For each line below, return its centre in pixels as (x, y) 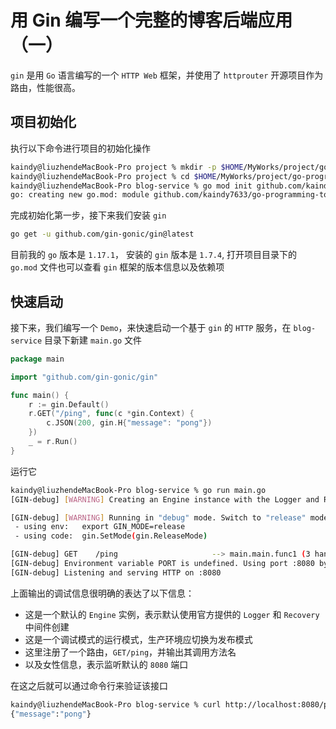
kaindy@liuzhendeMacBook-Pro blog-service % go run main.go (138, 490)
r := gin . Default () (69, 404)
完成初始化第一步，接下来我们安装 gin (88, 215)
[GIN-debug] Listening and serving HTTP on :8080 (116, 572)
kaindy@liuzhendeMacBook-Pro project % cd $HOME (113, 176)
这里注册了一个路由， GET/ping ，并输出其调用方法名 (130, 652)
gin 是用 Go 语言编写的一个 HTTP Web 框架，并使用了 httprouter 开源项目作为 (167, 75)
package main (37, 359)
